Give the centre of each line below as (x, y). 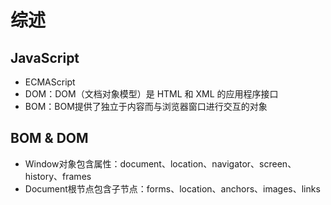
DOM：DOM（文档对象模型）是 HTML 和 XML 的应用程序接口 (151, 94)
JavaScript (45, 57)
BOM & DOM (49, 138)
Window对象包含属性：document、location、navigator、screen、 (160, 163)
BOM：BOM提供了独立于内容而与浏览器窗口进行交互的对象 (146, 106)
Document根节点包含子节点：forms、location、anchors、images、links (172, 188)
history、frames (58, 176)
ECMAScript (50, 82)
